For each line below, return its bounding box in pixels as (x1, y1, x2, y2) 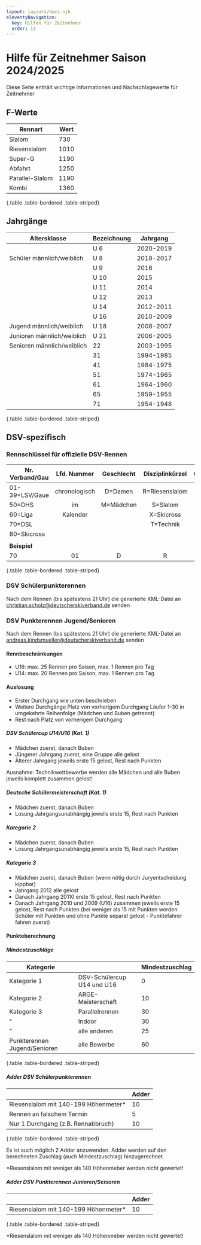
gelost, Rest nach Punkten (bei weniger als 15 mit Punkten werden (14, 906, 178, 913)
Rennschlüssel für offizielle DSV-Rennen (6, 450, 127, 459)
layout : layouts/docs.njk (6, 8, 71, 15)
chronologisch (54, 487, 96, 495)
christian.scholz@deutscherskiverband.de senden (6, 602, 130, 609)
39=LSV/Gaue (9, 491, 50, 499)
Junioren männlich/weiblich (9, 331, 87, 340)
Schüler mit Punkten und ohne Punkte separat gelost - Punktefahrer (14, 913, 182, 920)
